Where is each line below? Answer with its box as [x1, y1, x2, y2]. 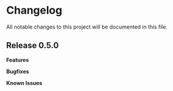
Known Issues [6, 79, 43, 86]
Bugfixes [6, 68, 29, 75]
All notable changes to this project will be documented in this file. [6, 23, 168, 30]
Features [6, 56, 29, 63]
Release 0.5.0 [6, 40, 59, 51]
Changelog [6, 4, 62, 17]
